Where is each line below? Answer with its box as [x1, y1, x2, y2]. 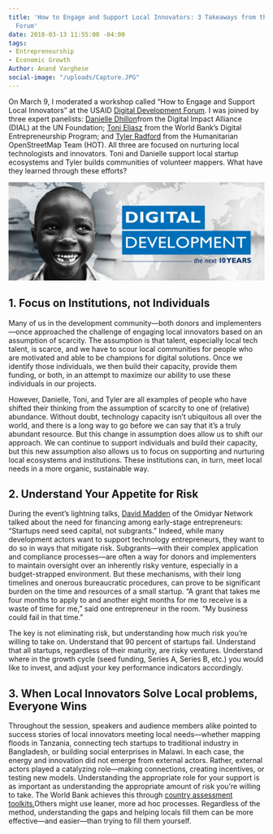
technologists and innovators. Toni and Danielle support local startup [8, 148, 239, 158]
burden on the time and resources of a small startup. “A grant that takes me [8, 586, 261, 596]
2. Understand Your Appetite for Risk [8, 487, 199, 501]
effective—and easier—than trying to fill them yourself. [8, 816, 192, 826]
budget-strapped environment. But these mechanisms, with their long [8, 569, 241, 579]
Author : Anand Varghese [8, 65, 89, 73]
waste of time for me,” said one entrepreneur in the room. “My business [8, 604, 249, 614]
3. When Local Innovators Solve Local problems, [8, 687, 258, 700]
